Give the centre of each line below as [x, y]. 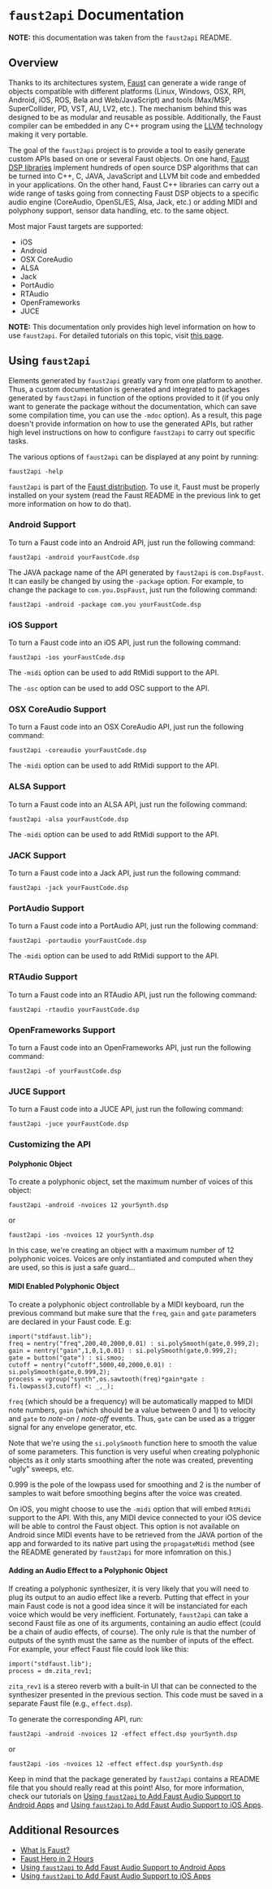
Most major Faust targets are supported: [76, 226]
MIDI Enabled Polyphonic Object [64, 1286]
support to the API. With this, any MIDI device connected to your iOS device [135, 1517]
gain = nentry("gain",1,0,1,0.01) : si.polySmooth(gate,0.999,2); [123, 1351]
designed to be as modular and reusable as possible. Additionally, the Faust [135, 117]
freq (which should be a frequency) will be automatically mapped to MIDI [131, 1401]
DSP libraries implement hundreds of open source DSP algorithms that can [133, 167]
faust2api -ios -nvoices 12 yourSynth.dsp [81, 1235]
